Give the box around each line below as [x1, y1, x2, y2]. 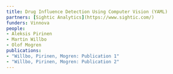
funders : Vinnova [6, 20, 50, 26]
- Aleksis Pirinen [6, 31, 52, 37]
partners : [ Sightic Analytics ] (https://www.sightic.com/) [6, 14, 154, 20]
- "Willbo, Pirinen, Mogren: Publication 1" [6, 53, 120, 59]
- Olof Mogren [6, 42, 42, 48]
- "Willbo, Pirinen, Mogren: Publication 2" [6, 58, 120, 64]
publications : [6, 48, 42, 54]
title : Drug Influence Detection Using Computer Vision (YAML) [6, 8, 168, 15]
